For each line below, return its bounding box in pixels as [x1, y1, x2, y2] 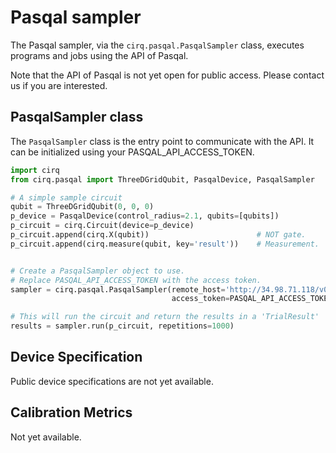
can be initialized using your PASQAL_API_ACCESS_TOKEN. [10, 146, 255, 158]
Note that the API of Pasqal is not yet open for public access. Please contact [10, 69, 325, 81]
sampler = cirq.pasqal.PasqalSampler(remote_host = [10, 284, 226, 295]
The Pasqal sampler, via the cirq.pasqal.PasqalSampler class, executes [10, 39, 305, 51]
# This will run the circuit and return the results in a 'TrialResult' [10, 312, 320, 322]
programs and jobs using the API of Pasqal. [10, 49, 189, 61]
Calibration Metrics [10, 404, 133, 421]
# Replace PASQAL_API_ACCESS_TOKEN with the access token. [10, 275, 262, 285]
